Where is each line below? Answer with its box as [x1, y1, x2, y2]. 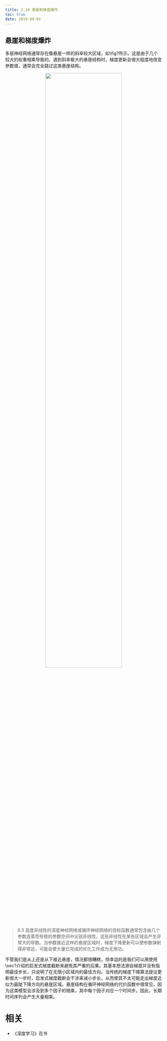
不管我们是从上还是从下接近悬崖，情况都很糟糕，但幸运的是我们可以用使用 [5, 956, 158, 962]
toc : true [5, 12, 26, 17]
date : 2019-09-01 [5, 16, 41, 21]
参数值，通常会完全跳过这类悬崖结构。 [5, 63, 83, 69]
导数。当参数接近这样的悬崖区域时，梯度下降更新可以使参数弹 [30, 939, 157, 946]
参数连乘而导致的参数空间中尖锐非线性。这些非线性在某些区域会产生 [17, 933, 157, 939]
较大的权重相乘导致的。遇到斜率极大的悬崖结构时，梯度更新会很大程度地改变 [5, 57, 162, 63]
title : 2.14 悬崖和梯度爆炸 [5, 7, 58, 12]
